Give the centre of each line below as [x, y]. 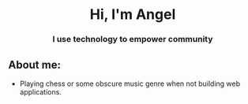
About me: [35, 65]
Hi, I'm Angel [133, 15]
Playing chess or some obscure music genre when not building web [130, 84]
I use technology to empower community [133, 39]
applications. [40, 91]
